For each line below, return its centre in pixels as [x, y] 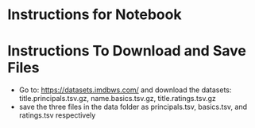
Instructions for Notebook [95, 15]
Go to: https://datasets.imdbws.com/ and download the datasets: [125, 90]
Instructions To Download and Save [127, 51]
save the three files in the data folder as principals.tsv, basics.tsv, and [133, 107]
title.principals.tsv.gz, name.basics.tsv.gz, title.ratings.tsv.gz [117, 99]
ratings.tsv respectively [57, 115]
